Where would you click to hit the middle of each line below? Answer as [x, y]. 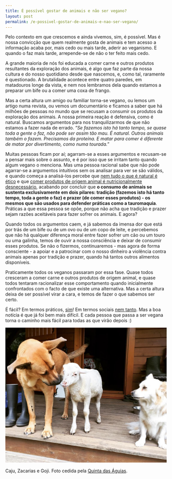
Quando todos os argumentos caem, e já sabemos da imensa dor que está [84, 224]
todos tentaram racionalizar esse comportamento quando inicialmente [79, 283]
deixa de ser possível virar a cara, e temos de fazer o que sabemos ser [80, 294]
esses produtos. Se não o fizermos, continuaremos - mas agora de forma [83, 246]
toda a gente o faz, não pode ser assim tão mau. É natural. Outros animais [84, 133]
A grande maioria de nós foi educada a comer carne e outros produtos [80, 63]
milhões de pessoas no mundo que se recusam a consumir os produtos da [84, 112]
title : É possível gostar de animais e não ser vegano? [66, 11]
